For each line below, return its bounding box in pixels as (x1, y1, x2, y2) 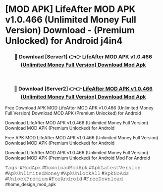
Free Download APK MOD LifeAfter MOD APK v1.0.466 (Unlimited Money (5, 104, 154, 110)
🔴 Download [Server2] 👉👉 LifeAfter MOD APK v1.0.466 (14, 86, 153, 93)
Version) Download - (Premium (5, 25, 135, 36)
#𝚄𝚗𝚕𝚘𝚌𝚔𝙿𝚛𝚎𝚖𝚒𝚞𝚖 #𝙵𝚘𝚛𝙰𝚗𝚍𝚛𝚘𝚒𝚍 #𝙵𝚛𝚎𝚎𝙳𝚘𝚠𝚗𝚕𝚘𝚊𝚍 (5, 176, 123, 182)
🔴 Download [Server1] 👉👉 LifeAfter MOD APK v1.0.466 (14, 53, 153, 60)
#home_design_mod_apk (5, 181, 56, 187)
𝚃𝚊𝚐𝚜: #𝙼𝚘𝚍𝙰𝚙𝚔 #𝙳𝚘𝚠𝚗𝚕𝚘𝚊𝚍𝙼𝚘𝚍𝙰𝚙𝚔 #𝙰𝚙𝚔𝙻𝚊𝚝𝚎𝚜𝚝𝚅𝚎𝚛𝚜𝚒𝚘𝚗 (5, 164, 141, 170)
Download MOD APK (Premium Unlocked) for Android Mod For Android (5, 155, 150, 161)
